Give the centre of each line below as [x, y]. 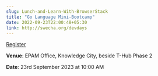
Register [16, 44]
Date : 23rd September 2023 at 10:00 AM [55, 67]
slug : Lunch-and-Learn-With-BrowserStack [57, 11]
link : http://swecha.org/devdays [47, 28]
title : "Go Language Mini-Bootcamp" [50, 17]
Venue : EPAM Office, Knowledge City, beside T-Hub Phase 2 [79, 56]
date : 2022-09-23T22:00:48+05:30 [47, 22]
